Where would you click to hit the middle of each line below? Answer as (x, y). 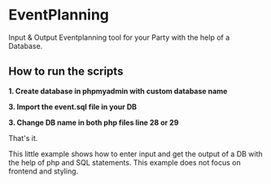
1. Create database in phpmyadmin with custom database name (118, 91)
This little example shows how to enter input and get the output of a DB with (135, 154)
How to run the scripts (66, 72)
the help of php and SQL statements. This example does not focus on (125, 162)
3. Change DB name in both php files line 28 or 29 (94, 122)
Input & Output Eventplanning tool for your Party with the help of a (119, 37)
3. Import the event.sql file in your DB (72, 106)
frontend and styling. (44, 171)
